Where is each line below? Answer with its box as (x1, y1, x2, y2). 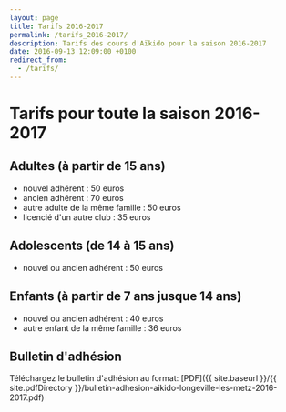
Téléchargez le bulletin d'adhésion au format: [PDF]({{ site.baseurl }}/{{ (9, 373, 277, 384)
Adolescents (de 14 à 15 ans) (9, 238, 175, 254)
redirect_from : (9, 55, 67, 65)
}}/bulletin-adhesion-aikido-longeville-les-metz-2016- (74, 383, 278, 394)
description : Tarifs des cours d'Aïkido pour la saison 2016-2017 (9, 38, 267, 48)
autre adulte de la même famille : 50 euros (22, 202, 181, 213)
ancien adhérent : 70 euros (22, 192, 125, 203)
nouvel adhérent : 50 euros (22, 183, 125, 194)
